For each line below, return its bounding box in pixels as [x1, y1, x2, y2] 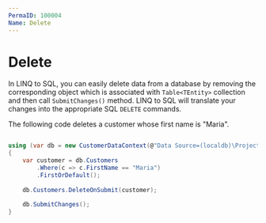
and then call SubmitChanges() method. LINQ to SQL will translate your [8, 96, 236, 105]
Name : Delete [8, 19, 51, 27]
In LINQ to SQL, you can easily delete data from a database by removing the [8, 79, 256, 89]
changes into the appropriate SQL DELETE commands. [8, 104, 182, 114]
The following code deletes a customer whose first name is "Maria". [8, 119, 230, 129]
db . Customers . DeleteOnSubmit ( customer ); [22, 186, 158, 194]
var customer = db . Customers [22, 157, 119, 164]
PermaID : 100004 [8, 11, 62, 20]
